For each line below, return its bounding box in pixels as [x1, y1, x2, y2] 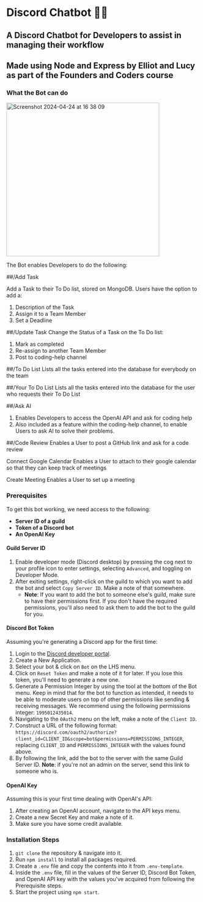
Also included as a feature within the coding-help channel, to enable [15, 421, 188, 428]
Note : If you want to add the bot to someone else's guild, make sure [24, 590, 196, 598]
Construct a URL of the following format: [15, 721, 117, 729]
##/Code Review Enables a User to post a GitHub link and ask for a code [6, 439, 189, 447]
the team [6, 372, 29, 380]
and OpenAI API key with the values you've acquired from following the [15, 876, 194, 883]
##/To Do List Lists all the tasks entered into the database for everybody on [6, 366, 197, 373]
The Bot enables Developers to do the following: [6, 261, 128, 269]
